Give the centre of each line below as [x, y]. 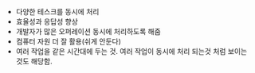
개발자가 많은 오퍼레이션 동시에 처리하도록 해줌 [88, 31]
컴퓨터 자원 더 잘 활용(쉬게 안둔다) [69, 41]
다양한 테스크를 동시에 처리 [57, 12]
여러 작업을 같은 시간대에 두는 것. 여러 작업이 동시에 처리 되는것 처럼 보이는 [131, 51]
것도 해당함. [34, 61]
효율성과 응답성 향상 [47, 21]
